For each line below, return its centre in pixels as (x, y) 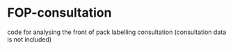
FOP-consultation (59, 13)
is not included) (30, 39)
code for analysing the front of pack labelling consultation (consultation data (117, 32)
